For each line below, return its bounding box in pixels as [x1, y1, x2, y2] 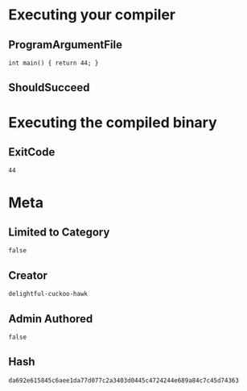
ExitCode [8, 145, 56, 159]
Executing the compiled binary [8, 113, 217, 131]
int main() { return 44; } [8, 59, 99, 67]
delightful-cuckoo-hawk [8, 290, 89, 298]
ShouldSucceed [8, 81, 90, 94]
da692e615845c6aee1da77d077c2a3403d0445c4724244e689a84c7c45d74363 [8, 376, 240, 385]
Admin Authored [8, 312, 93, 326]
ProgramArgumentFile [8, 38, 123, 52]
